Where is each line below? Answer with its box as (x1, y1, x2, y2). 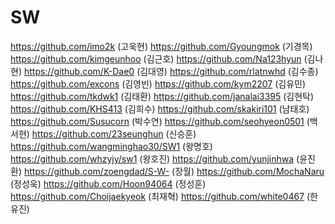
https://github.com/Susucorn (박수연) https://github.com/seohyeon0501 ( (10, 115, 310, 127)
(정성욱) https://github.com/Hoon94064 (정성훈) (10, 177, 207, 190)
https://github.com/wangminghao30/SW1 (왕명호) (10, 140, 213, 152)
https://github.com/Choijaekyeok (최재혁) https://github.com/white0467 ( (10, 190, 311, 202)
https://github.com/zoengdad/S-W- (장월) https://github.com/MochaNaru (23, 165, 325, 177)
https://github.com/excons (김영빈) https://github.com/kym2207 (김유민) (10, 77, 307, 90)
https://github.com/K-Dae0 (23, 65, 135, 77)
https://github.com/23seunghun (31, 127, 164, 140)
